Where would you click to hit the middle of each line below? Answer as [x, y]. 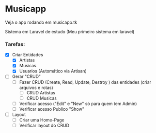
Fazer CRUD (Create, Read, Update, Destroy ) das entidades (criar [85, 82]
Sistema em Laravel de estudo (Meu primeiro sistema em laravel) [70, 31]
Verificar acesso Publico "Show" [52, 109]
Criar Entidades [28, 55]
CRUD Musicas [42, 98]
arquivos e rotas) [36, 88]
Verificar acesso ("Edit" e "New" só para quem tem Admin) [78, 103]
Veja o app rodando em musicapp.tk [41, 22]
